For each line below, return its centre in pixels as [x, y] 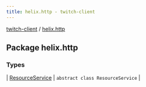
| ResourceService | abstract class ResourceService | [73, 78]
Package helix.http [42, 48]
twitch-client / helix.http [36, 29]
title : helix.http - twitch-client [51, 12]
